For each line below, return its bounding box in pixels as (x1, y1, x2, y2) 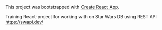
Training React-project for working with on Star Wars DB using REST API (5, 14, 157, 19)
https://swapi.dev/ (5, 19, 43, 25)
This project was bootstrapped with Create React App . (5, 4, 120, 10)
